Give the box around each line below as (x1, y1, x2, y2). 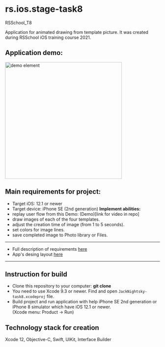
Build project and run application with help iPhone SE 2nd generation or (12, 299, 157, 305)
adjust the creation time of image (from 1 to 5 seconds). (12, 221, 125, 227)
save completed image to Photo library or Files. (12, 232, 108, 238)
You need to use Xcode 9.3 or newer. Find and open (12, 289, 118, 294)
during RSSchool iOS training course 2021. (5, 34, 91, 40)
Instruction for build (5, 270, 67, 278)
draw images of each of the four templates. (12, 216, 100, 222)
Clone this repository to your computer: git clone (12, 283, 111, 289)
